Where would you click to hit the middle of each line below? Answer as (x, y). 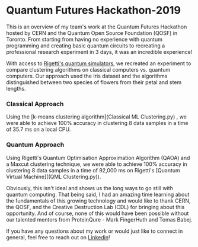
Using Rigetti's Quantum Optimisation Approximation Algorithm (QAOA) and (98, 158)
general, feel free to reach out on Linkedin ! (58, 237)
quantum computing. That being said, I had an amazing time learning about (98, 194)
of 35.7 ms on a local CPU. (39, 129)
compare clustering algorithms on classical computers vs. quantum (88, 69)
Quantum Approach (35, 145)
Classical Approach (35, 104)
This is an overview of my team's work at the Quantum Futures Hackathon (97, 27)
